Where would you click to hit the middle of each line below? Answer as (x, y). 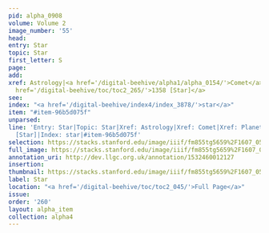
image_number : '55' (41, 30)
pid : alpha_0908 (35, 16)
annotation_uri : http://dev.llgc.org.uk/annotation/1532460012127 (121, 157)
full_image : (28, 150)
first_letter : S (35, 61)
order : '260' (30, 202)
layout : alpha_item (41, 209)
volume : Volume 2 (37, 23)
